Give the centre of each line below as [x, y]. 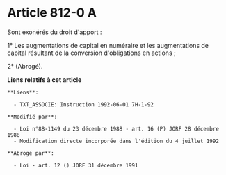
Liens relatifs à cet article [45, 80]
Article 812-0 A [52, 13]
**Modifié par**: [32, 117]
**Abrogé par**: [31, 153]
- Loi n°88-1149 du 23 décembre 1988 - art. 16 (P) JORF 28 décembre [116, 129]
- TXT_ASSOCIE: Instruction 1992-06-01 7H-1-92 [84, 105]
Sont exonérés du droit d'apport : [55, 32]
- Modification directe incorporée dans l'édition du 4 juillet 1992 [116, 141]
